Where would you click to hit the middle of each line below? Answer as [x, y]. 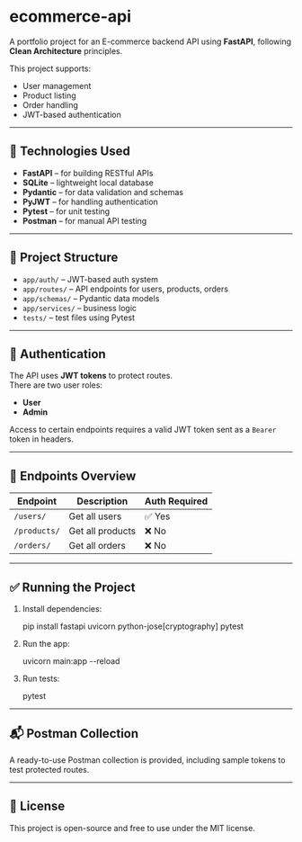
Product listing [49, 95]
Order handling [50, 104]
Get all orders [97, 546]
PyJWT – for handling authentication [90, 202]
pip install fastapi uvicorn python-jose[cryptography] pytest [133, 626]
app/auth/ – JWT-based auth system [90, 279]
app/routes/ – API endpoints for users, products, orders [125, 289]
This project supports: [50, 68]
